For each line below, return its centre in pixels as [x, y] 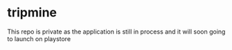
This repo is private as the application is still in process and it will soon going [116, 32]
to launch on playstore [39, 38]
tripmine [32, 13]
